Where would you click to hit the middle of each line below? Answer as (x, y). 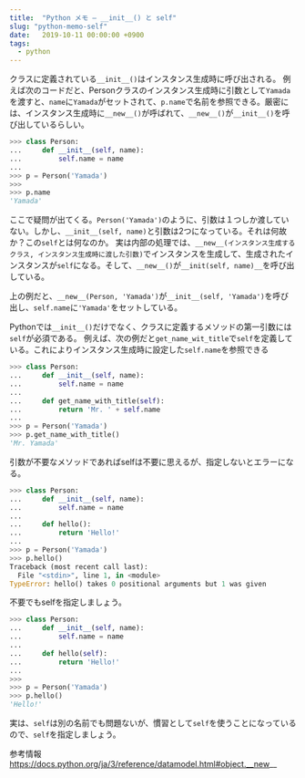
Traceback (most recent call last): (79, 566)
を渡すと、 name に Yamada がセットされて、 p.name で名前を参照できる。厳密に (149, 102)
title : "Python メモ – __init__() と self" (93, 18)
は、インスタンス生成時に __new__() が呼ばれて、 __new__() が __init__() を (146, 113)
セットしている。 (150, 307)
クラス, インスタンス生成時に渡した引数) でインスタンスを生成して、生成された (148, 254)
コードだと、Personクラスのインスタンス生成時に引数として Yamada (166, 90)
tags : (20, 43)
